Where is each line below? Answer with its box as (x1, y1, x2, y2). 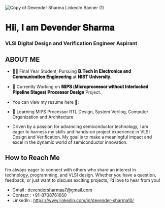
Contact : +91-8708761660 (12, 192, 67, 198)
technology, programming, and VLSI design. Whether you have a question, (5, 172, 157, 178)
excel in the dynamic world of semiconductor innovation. (12, 139, 128, 145)
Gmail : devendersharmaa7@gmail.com (12, 187, 93, 193)
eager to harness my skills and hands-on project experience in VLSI (12, 128, 150, 134)
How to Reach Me (5, 154, 60, 162)
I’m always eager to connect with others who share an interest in (5, 166, 136, 172)
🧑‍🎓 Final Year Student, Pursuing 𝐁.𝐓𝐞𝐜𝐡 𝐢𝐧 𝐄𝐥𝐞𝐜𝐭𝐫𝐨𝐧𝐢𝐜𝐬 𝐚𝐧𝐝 (12, 68, 132, 74)
